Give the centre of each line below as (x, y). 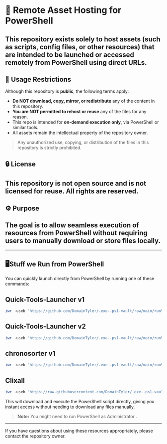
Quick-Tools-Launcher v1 (45, 299)
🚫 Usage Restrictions (38, 79)
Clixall (15, 380)
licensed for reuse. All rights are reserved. (72, 191)
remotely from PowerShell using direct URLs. (76, 63)
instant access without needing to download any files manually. (70, 407)
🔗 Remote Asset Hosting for (63, 10)
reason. (20, 117)
